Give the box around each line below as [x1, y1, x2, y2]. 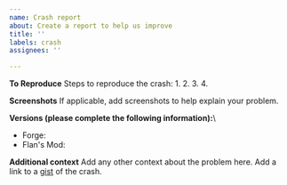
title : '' [9, 29, 46, 38]
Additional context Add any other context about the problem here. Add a [9, 157, 277, 167]
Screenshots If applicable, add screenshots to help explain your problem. [9, 95, 279, 107]
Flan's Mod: [21, 140, 66, 150]
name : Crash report [9, 12, 82, 22]
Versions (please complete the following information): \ [9, 113, 216, 124]
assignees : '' [9, 46, 62, 55]
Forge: [21, 130, 46, 141]
